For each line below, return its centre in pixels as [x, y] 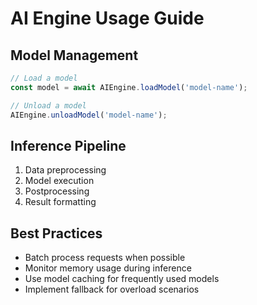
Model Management [74, 55]
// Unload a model [48, 105]
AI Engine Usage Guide [107, 18]
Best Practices [56, 233]
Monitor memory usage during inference [108, 268]
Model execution [59, 181]
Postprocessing [57, 191]
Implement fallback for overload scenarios [112, 289]
